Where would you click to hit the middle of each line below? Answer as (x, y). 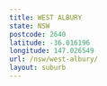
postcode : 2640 (38, 34)
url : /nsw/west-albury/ (54, 59)
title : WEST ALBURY (46, 17)
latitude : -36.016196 (50, 43)
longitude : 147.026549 (52, 51)
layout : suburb (38, 68)
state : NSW (30, 26)
